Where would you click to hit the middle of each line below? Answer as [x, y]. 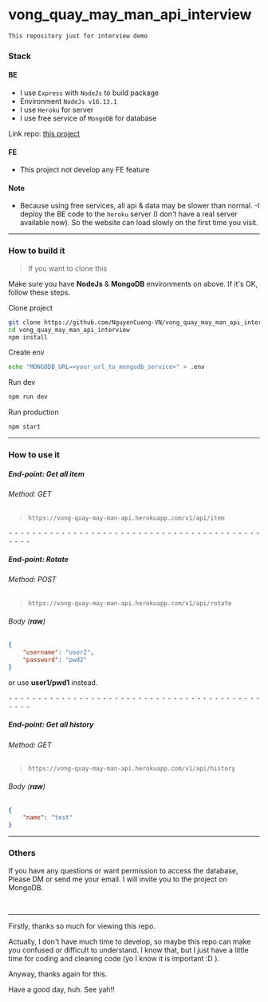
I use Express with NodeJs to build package [89, 93]
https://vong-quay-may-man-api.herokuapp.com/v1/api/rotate [130, 604]
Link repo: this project [44, 134]
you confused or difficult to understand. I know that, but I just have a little [128, 950]
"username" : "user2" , [58, 652]
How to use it [34, 454]
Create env [27, 352]
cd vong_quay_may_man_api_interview [69, 330]
